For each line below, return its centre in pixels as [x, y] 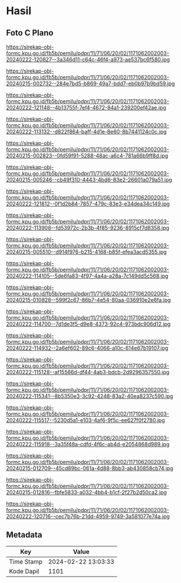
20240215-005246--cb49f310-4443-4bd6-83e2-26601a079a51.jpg [89, 180]
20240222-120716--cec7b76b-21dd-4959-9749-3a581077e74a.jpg [88, 516]
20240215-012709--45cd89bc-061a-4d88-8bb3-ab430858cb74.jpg [90, 468]
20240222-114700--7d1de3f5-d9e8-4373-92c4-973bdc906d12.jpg [88, 324]
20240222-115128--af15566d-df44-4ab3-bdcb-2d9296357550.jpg [88, 372]
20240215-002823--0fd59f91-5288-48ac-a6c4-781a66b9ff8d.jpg [87, 156]
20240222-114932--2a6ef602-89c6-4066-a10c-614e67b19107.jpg [87, 348]
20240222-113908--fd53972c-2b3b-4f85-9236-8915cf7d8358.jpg [88, 228]
